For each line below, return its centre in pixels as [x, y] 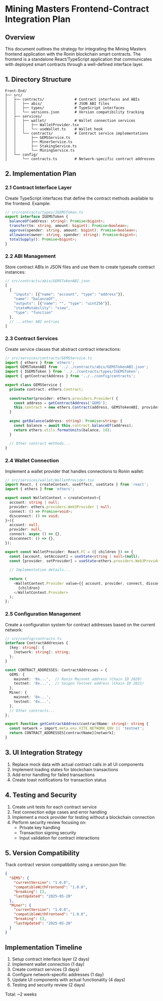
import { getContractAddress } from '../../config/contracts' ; [70, 376]
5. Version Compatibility [42, 853]
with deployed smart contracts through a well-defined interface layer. [74, 64]
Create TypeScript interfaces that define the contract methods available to [79, 198]
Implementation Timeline [44, 948]
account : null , [25, 525]
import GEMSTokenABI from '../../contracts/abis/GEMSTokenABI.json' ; [77, 367]
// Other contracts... [32, 710]
